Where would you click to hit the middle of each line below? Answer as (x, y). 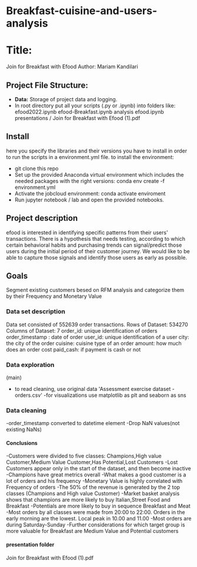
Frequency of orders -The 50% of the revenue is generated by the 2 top (93, 488)
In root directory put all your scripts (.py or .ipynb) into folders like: (95, 105)
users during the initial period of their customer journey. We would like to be (98, 251)
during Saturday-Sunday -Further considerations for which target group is (96, 525)
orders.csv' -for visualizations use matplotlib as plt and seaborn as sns (100, 395)
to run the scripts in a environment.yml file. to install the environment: (90, 157)
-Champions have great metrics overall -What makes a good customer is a (96, 475)
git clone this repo (36, 168)
